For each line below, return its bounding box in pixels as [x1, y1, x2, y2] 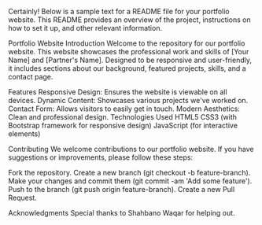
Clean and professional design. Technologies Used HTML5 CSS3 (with [8, 112, 238, 121]
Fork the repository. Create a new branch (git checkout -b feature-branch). [8, 168, 251, 177]
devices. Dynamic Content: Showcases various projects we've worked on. [8, 96, 249, 105]
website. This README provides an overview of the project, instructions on [8, 15, 251, 24]
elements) [8, 129, 41, 138]
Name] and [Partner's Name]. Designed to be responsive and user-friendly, [8, 55, 253, 65]
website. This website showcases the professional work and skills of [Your [8, 47, 249, 56]
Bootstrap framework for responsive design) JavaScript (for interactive [8, 121, 238, 130]
